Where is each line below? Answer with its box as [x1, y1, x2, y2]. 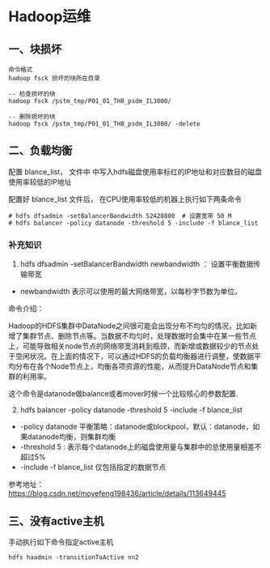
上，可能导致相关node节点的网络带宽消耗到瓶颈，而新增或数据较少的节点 [8, 341, 252, 351]
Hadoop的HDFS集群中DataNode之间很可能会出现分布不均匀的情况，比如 [8, 321, 251, 331]
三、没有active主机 [8, 514, 104, 527]
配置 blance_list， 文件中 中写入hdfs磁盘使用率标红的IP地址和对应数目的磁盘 [8, 167, 263, 177]
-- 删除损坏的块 [8, 113, 56, 121]
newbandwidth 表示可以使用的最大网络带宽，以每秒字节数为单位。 [19, 287, 243, 297]
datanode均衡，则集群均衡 [27, 432, 116, 442]
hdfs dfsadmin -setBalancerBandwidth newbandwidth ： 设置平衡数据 [19, 259, 254, 269]
